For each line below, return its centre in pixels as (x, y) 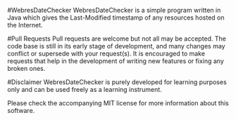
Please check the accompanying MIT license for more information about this (118, 103)
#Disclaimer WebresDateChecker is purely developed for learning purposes (117, 82)
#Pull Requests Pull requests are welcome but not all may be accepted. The (117, 39)
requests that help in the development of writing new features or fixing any (116, 61)
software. (21, 111)
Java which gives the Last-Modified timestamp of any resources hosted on (116, 18)
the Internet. (25, 25)
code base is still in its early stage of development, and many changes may (116, 46)
